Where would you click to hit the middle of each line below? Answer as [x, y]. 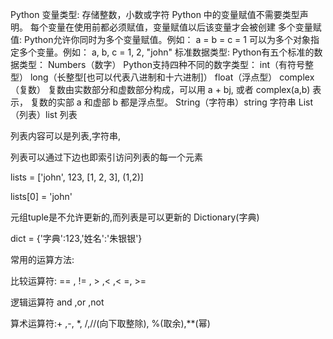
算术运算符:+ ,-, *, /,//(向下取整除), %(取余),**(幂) [110, 323]
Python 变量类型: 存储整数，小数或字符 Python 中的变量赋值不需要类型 [155, 14]
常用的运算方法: [42, 259]
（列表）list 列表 [44, 114]
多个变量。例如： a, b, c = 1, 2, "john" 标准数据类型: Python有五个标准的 [166, 52]
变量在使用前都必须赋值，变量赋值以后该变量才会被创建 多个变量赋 [184, 27]
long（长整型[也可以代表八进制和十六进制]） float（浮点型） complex [172, 77]
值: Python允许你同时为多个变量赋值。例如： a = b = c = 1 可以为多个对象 [160, 39]
